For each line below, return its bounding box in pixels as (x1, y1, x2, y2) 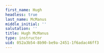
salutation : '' (5, 26, 38, 31)
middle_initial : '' (5, 21, 47, 27)
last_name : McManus (5, 17, 47, 22)
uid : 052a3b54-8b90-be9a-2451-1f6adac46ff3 (5, 40, 99, 45)
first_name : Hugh (5, 7, 42, 13)
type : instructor (5, 36, 42, 41)
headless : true (5, 12, 38, 17)
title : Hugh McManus (5, 31, 49, 36)
